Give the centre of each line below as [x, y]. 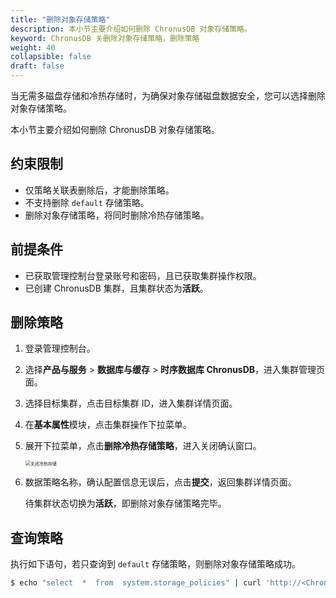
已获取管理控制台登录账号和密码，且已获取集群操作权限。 [143, 275]
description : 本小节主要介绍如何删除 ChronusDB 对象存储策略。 [131, 29]
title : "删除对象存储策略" [60, 19]
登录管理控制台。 [60, 348]
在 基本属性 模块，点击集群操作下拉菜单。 [108, 425]
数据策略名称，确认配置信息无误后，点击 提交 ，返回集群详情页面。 [160, 482]
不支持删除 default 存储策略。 [87, 202]
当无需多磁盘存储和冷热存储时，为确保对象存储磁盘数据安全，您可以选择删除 [168, 95]
